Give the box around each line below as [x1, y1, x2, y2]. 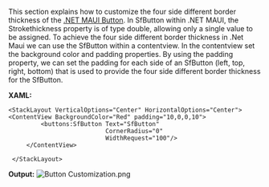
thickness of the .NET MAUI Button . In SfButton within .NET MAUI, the [8, 15, 239, 25]
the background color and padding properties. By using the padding [8, 50, 234, 59]
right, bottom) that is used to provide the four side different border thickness [8, 67, 261, 75]
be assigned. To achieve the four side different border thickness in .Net [8, 32, 244, 42]
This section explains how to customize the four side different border [8, 7, 237, 16]
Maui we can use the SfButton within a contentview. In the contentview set [8, 41, 255, 51]
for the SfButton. [8, 75, 63, 84]
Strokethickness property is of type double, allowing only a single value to [8, 24, 254, 33]
